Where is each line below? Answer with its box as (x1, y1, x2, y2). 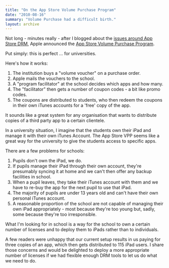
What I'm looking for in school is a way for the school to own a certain (5, 221, 150, 228)
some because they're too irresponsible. (12, 211, 97, 217)
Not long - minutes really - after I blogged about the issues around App (5, 35, 153, 41)
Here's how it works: (5, 60, 48, 66)
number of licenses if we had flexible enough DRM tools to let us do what (5, 252, 157, 258)
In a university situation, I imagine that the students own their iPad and (5, 127, 151, 133)
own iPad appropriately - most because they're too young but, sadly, (12, 206, 155, 212)
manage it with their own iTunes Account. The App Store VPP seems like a (5, 132, 160, 139)
